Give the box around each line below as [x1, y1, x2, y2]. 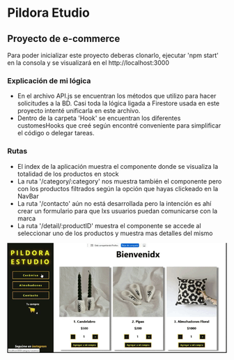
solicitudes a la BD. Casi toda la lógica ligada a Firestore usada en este [17, 99, 220, 107]
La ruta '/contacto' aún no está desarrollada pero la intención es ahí [17, 199, 212, 207]
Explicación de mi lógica [7, 75, 91, 85]
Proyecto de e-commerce [7, 33, 120, 45]
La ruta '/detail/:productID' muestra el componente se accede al [17, 221, 201, 230]
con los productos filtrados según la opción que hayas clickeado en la [17, 184, 219, 193]
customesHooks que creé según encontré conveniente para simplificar [17, 121, 221, 130]
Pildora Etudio [7, 5, 91, 21]
